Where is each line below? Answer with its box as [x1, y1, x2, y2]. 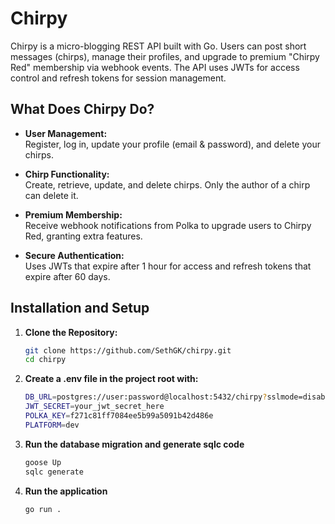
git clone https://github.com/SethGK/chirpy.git [24, 345, 232, 356]
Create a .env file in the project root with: [24, 373, 199, 385]
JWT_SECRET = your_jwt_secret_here [24, 402, 165, 412]
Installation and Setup [10, 300, 150, 317]
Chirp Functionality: [24, 168, 110, 180]
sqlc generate [24, 467, 84, 477]
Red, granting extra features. [24, 230, 143, 242]
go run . [24, 504, 62, 514]
